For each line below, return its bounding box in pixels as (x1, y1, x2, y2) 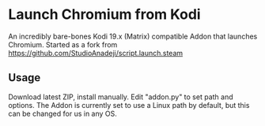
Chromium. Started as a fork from (8, 39, 118, 49)
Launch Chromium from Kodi (8, 6, 201, 24)
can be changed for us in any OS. (8, 109, 117, 118)
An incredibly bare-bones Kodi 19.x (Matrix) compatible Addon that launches (8, 31, 258, 41)
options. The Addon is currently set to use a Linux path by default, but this (8, 100, 250, 109)
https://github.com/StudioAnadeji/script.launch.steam (8, 48, 184, 57)
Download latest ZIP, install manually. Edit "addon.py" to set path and (8, 92, 233, 102)
